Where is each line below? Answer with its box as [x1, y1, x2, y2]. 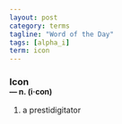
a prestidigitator [22, 104, 82, 116]
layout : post [9, 12, 58, 22]
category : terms [9, 21, 70, 30]
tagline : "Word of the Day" [9, 29, 115, 38]
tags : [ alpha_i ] [9, 37, 70, 47]
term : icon [9, 46, 50, 55]
